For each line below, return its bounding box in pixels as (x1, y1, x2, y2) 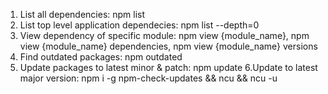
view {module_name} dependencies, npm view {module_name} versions (19, 40, 318, 52)
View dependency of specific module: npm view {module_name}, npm (19, 30, 310, 41)
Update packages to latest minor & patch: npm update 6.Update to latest (19, 62, 318, 73)
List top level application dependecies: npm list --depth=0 (19, 19, 260, 31)
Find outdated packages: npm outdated (19, 51, 183, 63)
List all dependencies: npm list (19, 9, 146, 20)
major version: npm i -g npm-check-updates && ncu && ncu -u (19, 72, 278, 84)
